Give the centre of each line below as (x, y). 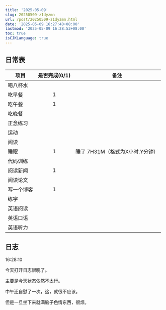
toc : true (16, 33)
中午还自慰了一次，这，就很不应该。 (43, 291)
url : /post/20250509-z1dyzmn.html (41, 19)
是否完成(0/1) (54, 75)
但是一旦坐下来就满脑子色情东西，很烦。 (47, 302)
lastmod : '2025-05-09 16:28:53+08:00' (46, 29)
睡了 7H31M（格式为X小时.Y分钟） (117, 151)
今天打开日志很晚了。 (27, 270)
